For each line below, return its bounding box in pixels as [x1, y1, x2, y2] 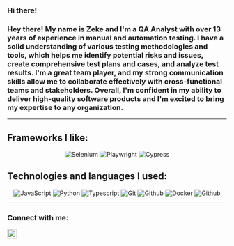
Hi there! [7, 6, 38, 15]
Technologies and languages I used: [7, 170, 167, 183]
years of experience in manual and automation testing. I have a [7, 33, 224, 43]
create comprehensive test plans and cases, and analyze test [7, 59, 219, 68]
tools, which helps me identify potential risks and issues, [7, 50, 204, 60]
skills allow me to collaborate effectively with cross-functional [7, 76, 223, 86]
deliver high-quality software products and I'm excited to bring [7, 93, 224, 103]
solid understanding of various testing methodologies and [7, 41, 208, 51]
